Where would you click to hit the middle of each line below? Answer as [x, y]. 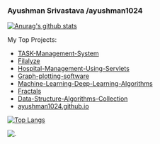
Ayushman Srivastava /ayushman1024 [75, 11]
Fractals [29, 92]
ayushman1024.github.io [53, 106]
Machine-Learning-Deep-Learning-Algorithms [85, 84]
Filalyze [29, 61]
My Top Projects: [32, 40]
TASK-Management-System [58, 54]
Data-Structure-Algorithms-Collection [73, 99]
